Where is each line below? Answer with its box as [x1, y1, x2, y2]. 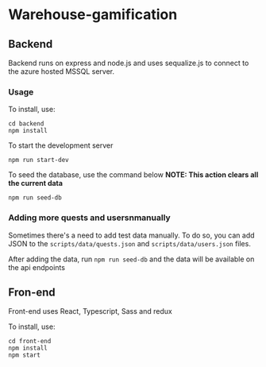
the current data [8, 179, 64, 188]
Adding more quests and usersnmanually [8, 212, 171, 223]
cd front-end [8, 338, 52, 346]
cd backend [8, 120, 44, 128]
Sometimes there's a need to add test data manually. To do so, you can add [8, 230, 256, 240]
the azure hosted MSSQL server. [8, 67, 115, 76]
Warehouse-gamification [8, 6, 178, 24]
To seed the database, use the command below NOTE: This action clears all [8, 170, 259, 180]
